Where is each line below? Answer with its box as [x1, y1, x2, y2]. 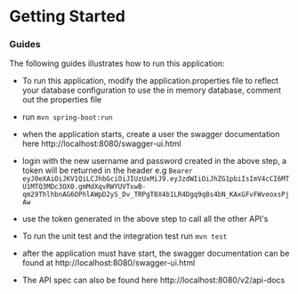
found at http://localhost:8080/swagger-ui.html [21, 257, 196, 268]
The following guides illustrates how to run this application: [9, 58, 225, 69]
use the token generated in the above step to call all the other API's [21, 214, 269, 225]
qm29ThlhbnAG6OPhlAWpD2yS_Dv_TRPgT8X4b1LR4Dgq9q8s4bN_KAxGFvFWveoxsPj [21, 190, 290, 200]
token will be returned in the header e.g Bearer [21, 165, 193, 176]
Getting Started [9, 6, 126, 27]
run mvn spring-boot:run [21, 111, 113, 122]
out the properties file [21, 94, 102, 105]
